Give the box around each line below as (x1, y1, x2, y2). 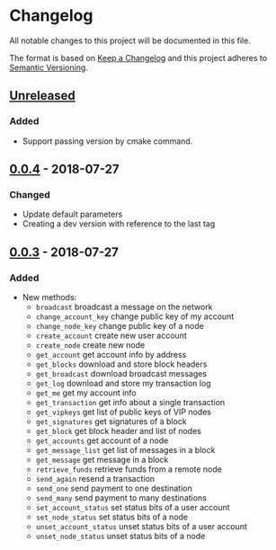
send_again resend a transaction (35, 474, 156, 483)
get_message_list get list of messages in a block (35, 445, 216, 455)
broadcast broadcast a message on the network (35, 302, 213, 312)
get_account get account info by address (35, 350, 187, 359)
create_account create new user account (35, 330, 187, 341)
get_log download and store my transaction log (35, 378, 211, 388)
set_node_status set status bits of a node (35, 511, 189, 522)
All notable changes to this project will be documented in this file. (9, 35, 252, 46)
